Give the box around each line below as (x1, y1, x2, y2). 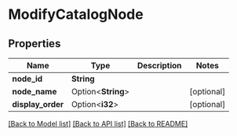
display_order (12, 99, 64, 109)
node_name (12, 86, 57, 97)
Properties (8, 37, 61, 50)
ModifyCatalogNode (8, 6, 144, 24)
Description (137, 61, 182, 71)
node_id (12, 73, 43, 84)
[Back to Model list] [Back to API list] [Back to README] (8, 119, 188, 128)
